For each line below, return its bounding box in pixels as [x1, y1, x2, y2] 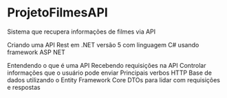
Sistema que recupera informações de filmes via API [7, 27, 156, 36]
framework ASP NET [7, 48, 65, 56]
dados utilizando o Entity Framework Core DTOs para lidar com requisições [7, 75, 220, 84]
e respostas [7, 83, 41, 91]
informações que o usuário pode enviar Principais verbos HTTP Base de [7, 69, 212, 77]
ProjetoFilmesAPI [7, 5, 108, 21]
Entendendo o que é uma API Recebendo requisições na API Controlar [7, 61, 206, 69]
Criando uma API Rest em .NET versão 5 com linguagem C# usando [7, 40, 199, 49]
